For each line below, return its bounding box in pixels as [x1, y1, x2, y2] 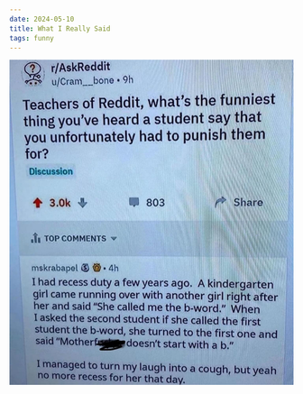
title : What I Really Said [9, 23, 111, 33]
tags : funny [9, 33, 54, 42]
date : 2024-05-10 [9, 14, 75, 23]
